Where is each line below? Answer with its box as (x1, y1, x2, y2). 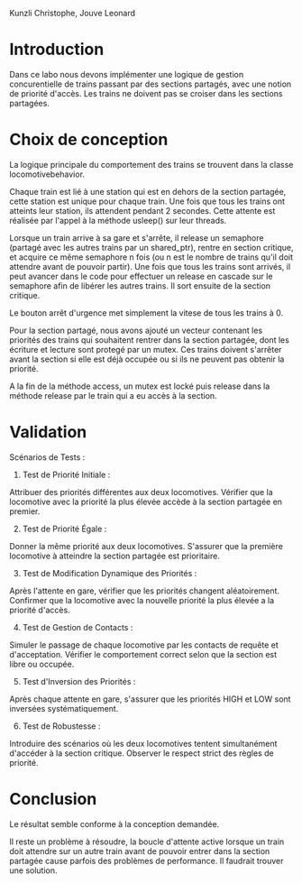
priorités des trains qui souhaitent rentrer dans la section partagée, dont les (9, 334, 290, 345)
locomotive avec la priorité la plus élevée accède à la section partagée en (9, 496, 282, 507)
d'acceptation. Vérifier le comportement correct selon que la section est (9, 648, 278, 659)
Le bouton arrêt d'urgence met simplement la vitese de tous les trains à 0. (9, 307, 284, 318)
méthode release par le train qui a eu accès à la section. (9, 390, 218, 400)
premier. (9, 505, 41, 517)
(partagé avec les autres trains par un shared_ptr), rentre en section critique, (9, 242, 294, 253)
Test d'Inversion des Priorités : (22, 676, 136, 686)
